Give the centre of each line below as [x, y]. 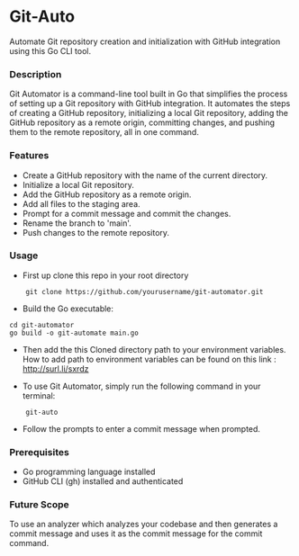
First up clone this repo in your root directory [105, 275]
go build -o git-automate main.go [74, 333]
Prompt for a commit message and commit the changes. [127, 213]
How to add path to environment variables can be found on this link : [149, 359]
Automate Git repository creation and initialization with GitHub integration [145, 41]
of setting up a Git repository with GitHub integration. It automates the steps [150, 103]
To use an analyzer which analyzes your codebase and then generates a [144, 525]
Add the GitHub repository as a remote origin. [107, 194]
